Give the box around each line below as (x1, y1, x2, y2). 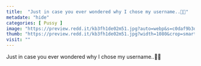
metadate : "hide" (6, 14, 50, 20)
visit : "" (6, 37, 31, 43)
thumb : (6, 31, 23, 37)
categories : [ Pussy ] (6, 20, 63, 26)
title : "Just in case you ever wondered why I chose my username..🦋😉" (6, 8, 188, 15)
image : (6, 25, 23, 32)
